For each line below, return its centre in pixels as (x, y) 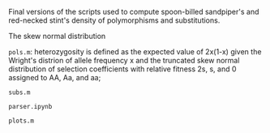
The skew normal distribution (57, 36)
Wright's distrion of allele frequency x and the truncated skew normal (124, 60)
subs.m (19, 92)
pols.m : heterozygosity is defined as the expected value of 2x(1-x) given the (135, 51)
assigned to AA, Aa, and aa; (55, 77)
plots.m (21, 121)
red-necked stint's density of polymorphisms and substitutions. (114, 20)
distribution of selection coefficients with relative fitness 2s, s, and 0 (122, 69)
